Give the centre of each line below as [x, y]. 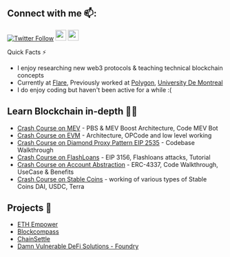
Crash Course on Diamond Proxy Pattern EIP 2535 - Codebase [106, 142]
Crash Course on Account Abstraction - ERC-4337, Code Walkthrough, [117, 164]
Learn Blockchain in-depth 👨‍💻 [72, 112]
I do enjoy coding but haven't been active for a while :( [94, 89]
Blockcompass [38, 232]
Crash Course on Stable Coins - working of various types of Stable [112, 179]
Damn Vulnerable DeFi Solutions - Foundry [78, 246]
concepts [31, 75]
